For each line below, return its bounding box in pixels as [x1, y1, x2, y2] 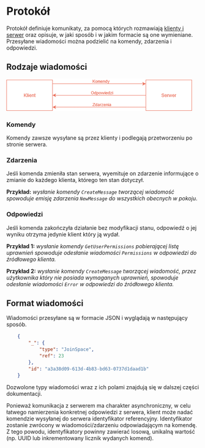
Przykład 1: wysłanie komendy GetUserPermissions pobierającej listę [6, 242, 179, 249]
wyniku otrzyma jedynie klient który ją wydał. [6, 230, 120, 238]
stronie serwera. [6, 141, 48, 148]
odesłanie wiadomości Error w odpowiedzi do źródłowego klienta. [6, 280, 174, 287]
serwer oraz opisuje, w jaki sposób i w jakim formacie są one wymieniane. [6, 31, 193, 38]
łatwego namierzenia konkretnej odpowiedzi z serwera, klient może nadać [6, 408, 193, 416]
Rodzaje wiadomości [6, 62, 88, 72]
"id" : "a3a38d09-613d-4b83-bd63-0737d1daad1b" [28, 366, 149, 372]
